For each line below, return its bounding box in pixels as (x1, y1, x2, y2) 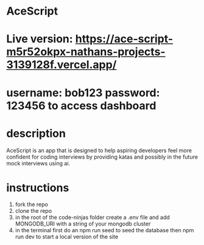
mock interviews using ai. (6, 159, 71, 167)
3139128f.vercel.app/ (6, 58, 117, 72)
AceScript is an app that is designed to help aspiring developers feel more (6, 147, 192, 154)
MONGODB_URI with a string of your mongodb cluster (15, 220, 151, 227)
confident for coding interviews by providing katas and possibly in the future (6, 153, 198, 160)
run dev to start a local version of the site (15, 233, 119, 241)
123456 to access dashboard (6, 98, 157, 112)
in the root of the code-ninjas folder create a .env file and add (15, 214, 171, 221)
